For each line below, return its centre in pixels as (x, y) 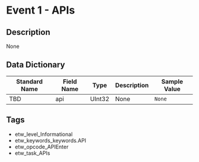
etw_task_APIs (32, 153)
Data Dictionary (36, 65)
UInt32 (99, 99)
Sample (172, 82)
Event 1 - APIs (41, 10)
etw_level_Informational (44, 134)
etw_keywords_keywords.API (50, 140)
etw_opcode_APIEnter (41, 147)
